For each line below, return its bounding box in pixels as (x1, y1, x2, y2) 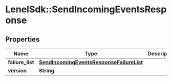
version (8, 67, 27, 74)
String (39, 67, 55, 74)
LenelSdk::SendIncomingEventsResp (5, 4, 167, 15)
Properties (5, 35, 40, 44)
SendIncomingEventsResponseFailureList (39, 59, 143, 66)
